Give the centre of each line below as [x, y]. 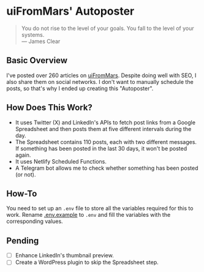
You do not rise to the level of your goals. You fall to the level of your [108, 28]
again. [23, 155]
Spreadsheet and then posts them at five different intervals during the [103, 129]
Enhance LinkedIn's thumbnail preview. [65, 255]
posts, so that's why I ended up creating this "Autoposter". [80, 88]
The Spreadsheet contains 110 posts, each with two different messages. [106, 142]
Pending [23, 240]
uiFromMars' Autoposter [70, 11]
